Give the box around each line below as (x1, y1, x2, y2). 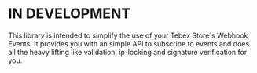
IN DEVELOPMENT (8, 5, 131, 23)
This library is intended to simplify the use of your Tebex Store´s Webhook (8, 31, 248, 40)
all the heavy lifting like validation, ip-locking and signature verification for (8, 47, 248, 57)
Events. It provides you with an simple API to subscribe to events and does (8, 38, 250, 48)
